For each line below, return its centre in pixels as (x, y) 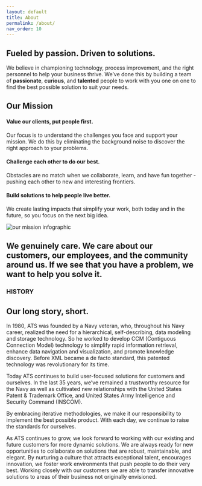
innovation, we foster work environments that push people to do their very (98, 464)
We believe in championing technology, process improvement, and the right (100, 68)
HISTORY (20, 292)
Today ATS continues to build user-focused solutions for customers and (96, 376)
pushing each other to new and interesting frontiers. (71, 182)
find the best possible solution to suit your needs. (68, 87)
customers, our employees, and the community (97, 256)
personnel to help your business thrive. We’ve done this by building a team (99, 74)
